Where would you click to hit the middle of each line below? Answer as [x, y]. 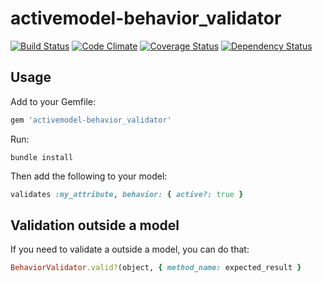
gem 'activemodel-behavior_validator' [91, 120]
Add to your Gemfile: [53, 101]
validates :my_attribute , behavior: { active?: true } [127, 194]
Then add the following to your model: [89, 176]
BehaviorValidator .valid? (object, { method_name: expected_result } [156, 268]
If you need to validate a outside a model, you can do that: [130, 249]
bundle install [42, 157]
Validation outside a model [95, 225]
